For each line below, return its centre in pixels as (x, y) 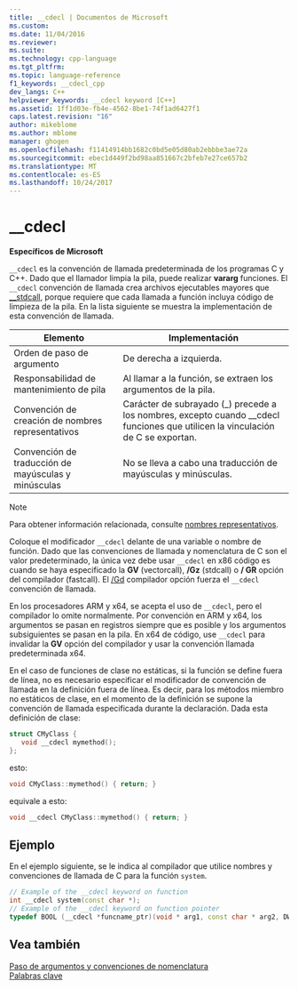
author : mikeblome (43, 125)
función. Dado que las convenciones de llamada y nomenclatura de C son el (148, 551)
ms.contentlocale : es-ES (55, 174)
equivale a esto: (38, 800)
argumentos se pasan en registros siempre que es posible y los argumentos (148, 625)
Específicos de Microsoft (56, 252)
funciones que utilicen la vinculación (199, 426)
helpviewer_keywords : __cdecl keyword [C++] (93, 100)
